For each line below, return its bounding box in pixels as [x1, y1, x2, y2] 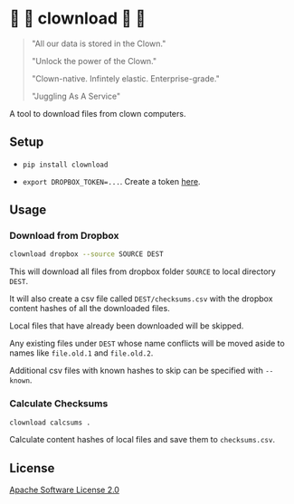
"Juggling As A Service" [31, 90, 120, 101]
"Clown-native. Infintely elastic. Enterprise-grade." [31, 72, 220, 84]
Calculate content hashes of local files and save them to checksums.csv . [9, 434, 276, 445]
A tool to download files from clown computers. [9, 108, 186, 119]
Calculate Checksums [9, 397, 109, 410]
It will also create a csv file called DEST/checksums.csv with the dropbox [9, 293, 273, 304]
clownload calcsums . [9, 418, 91, 427]
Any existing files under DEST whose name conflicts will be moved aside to [9, 338, 285, 349]
